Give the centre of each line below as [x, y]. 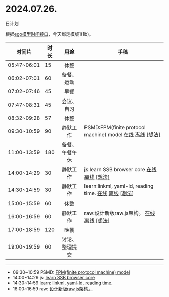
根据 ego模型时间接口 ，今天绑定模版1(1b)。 [49, 34]
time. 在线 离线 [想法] [109, 193]
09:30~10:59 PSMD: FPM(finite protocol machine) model [71, 272]
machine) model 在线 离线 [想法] [122, 134]
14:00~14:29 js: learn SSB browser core [54, 277]
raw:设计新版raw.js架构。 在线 [120, 213]
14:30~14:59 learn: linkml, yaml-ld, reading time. [62, 283]
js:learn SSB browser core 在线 [120, 169]
